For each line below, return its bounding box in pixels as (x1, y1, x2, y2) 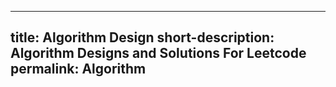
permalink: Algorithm (10, 61, 147, 78)
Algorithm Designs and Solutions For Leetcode (10, 45, 307, 62)
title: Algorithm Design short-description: (10, 29, 275, 46)
